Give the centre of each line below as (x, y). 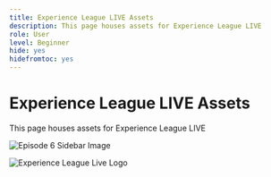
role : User (30, 34)
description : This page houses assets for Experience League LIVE (135, 26)
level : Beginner (39, 42)
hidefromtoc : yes (42, 59)
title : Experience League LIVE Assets (81, 17)
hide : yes (28, 51)
